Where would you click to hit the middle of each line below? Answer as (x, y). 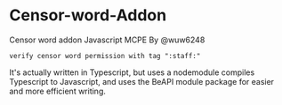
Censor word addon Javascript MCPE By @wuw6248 (107, 40)
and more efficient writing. (58, 91)
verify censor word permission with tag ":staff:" (105, 56)
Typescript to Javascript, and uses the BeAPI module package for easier (141, 81)
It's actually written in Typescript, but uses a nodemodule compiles (132, 72)
